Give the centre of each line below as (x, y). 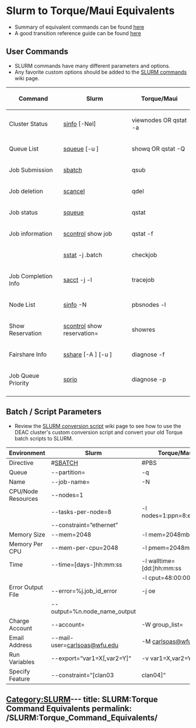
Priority (19, 383)
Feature (20, 679)
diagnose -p (149, 379)
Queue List (24, 149)
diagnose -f (148, 354)
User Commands (37, 52)
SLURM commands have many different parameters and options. (92, 66)
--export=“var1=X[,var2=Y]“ (91, 658)
